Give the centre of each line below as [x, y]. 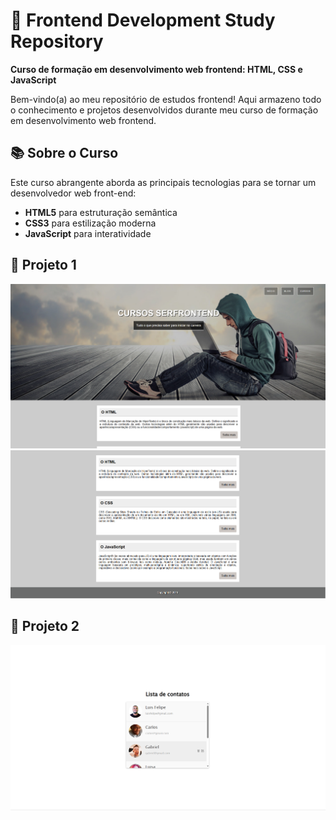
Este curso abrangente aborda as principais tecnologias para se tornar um [163, 182]
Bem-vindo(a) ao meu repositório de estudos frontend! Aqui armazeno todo [166, 99]
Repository [57, 41]
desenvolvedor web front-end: [73, 193]
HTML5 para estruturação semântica [101, 212]
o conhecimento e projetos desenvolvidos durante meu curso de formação [164, 110]
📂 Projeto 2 [45, 626]
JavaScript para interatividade [88, 233]
